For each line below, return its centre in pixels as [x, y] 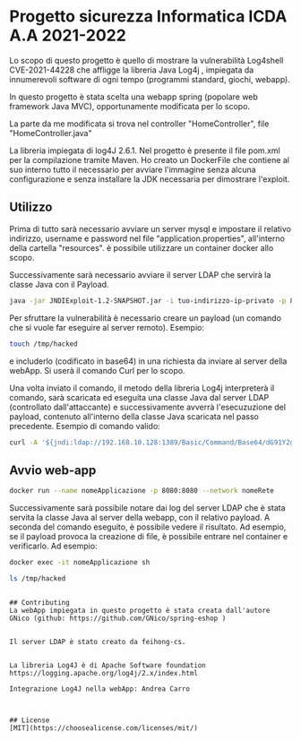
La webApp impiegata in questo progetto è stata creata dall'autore [140, 610]
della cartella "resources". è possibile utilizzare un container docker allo [142, 247]
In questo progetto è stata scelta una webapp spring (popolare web [133, 97]
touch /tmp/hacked [43, 344]
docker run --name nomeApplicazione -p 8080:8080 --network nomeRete [142, 491]
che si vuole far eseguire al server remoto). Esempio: [107, 327]
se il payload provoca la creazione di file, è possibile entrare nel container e [149, 537]
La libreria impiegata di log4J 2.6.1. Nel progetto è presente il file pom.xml [145, 151]
